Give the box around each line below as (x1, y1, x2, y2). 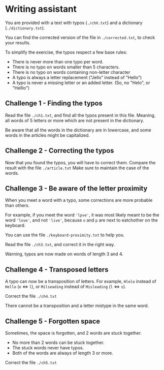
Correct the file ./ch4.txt (5, 293, 57, 299)
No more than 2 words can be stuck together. (12, 339, 105, 345)
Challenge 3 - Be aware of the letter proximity (5, 184, 148, 192)
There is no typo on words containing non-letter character (12, 69, 131, 75)
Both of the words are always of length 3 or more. (12, 350, 113, 356)
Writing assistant (5, 3, 77, 15)
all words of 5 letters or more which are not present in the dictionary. (5, 117, 144, 123)
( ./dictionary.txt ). (5, 25, 45, 31)
